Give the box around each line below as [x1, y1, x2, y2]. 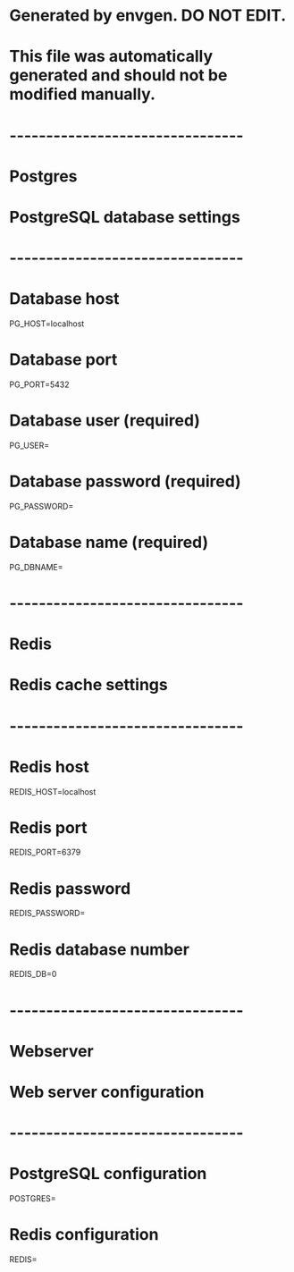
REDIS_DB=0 [9, 969, 57, 980]
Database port [9, 350, 118, 370]
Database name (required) [9, 533, 209, 552]
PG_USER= [9, 440, 50, 451]
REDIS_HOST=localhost [9, 786, 97, 796]
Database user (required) [9, 410, 201, 431]
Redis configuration [9, 1225, 159, 1245]
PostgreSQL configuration [9, 1164, 207, 1184]
